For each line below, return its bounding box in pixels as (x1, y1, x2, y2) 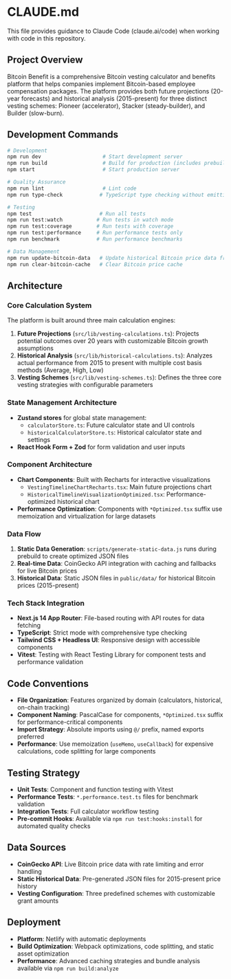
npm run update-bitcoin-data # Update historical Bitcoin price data (7, 254, 217, 261)
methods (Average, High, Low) (16, 366, 104, 375)
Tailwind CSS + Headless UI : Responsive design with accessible (16, 636, 201, 644)
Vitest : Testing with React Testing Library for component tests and (16, 650, 206, 659)
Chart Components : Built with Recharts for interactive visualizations (16, 475, 211, 483)
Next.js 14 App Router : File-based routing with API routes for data (16, 614, 205, 622)
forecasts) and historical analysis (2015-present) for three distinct (21, 94, 208, 102)
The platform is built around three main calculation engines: (7, 316, 176, 324)
